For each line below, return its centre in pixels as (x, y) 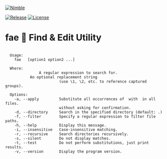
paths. (12, 121)
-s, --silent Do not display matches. (63, 138)
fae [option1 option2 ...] (45, 59)
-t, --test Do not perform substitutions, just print (82, 142)
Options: (19, 94)
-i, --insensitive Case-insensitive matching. (66, 129)
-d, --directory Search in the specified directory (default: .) (89, 112)
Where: (17, 68)
